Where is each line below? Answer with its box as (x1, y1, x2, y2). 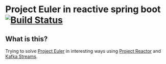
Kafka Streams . (5, 53, 38, 59)
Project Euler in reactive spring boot (5, 4, 161, 15)
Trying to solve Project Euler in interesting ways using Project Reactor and (5, 48, 161, 54)
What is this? (5, 35, 48, 43)
